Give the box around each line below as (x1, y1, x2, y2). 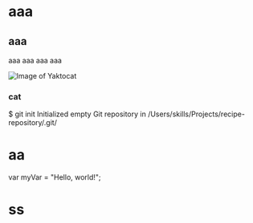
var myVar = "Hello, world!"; (8, 172, 102, 182)
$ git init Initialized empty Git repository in (8, 109, 146, 119)
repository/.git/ (8, 118, 58, 128)
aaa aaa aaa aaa (8, 55, 63, 65)
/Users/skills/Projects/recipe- (147, 109, 245, 119)
